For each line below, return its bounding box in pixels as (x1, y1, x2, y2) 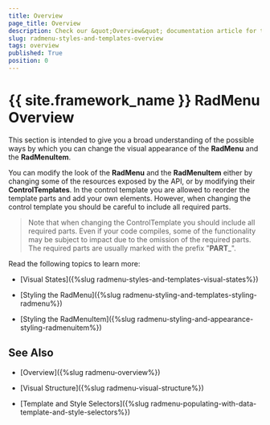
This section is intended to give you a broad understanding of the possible (8, 134, 255, 145)
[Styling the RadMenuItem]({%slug (19, 314, 136, 324)
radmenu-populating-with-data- (150, 398, 257, 408)
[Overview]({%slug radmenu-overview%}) (19, 367, 161, 377)
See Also (8, 346, 54, 360)
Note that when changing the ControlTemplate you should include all (27, 217, 256, 227)
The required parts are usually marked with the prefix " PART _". (27, 243, 237, 253)
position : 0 (8, 57, 48, 65)
